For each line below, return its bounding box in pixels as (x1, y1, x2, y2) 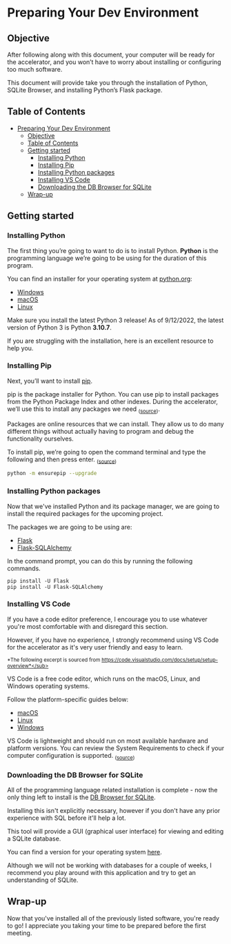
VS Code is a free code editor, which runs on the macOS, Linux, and (7, 674, 201, 683)
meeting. (7, 929, 32, 937)
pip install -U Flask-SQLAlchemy (7, 583, 103, 590)
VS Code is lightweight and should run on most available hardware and (7, 736, 208, 745)
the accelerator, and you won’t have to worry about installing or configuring (7, 58, 221, 66)
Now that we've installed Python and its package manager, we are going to (7, 502, 220, 510)
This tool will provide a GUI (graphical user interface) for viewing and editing (7, 827, 224, 835)
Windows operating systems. (7, 681, 90, 690)
